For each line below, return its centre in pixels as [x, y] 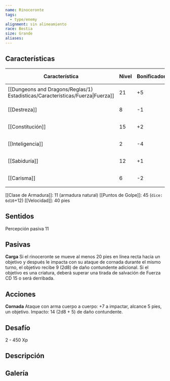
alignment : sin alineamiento [36, 24]
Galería [17, 373]
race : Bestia [19, 29]
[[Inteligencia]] [26, 144]
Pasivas [18, 244]
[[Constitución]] [27, 126]
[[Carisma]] [22, 178]
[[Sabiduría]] [23, 161]
